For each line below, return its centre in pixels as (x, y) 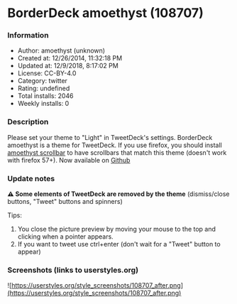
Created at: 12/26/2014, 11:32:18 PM (70, 58)
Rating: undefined (44, 88)
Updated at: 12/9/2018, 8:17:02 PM (68, 66)
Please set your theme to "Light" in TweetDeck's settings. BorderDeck (110, 137)
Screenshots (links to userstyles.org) (73, 270)
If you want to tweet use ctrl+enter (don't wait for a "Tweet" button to (119, 244)
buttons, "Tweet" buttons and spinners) (65, 202)
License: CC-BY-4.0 (47, 73)
